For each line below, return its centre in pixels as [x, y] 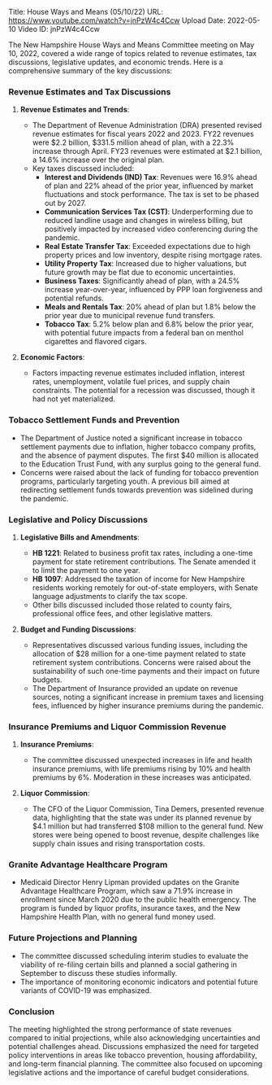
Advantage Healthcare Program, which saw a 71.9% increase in [126, 891]
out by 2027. [65, 203]
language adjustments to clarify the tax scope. [110, 596]
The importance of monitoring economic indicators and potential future [139, 982]
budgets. [47, 680]
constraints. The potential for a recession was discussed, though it [144, 391]
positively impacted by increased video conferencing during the [151, 229]
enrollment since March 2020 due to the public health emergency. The [138, 899]
